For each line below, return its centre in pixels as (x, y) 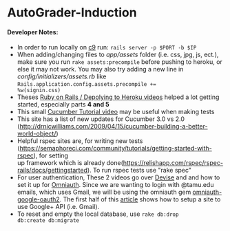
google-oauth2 (38, 199)
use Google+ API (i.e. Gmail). (58, 207)
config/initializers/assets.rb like (62, 76)
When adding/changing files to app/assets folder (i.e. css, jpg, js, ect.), (118, 55)
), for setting (51, 155)
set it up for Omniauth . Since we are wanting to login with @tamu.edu (115, 185)
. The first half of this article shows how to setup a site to (140, 199)
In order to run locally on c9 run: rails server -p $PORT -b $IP (107, 47)
